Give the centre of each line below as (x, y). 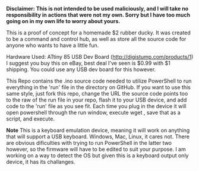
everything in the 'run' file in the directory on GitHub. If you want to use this (99, 87)
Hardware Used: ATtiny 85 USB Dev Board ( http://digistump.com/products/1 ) (100, 57)
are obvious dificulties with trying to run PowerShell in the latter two (89, 143)
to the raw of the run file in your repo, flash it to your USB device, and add (97, 100)
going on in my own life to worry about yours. (63, 21)
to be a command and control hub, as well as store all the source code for (96, 39)
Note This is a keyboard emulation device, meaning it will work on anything (98, 130)
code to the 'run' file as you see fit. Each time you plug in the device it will (96, 106)
